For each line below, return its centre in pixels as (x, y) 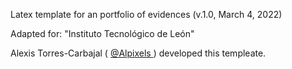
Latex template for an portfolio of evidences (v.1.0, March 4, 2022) (146, 14)
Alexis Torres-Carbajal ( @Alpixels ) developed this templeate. (138, 53)
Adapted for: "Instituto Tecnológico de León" (102, 33)
